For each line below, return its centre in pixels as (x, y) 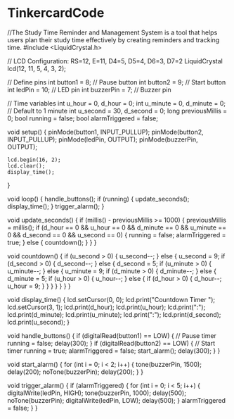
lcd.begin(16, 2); (34, 160)
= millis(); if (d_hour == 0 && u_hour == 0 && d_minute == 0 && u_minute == (117, 227)
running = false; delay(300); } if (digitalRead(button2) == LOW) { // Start (111, 343)
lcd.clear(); (26, 166)
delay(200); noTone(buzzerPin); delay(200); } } (76, 372)
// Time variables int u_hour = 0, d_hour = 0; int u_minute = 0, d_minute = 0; (117, 103)
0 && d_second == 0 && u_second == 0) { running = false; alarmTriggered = (117, 234)
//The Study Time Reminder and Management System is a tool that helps (112, 32)
